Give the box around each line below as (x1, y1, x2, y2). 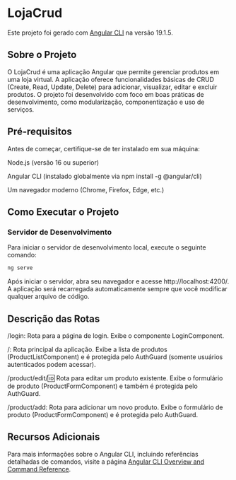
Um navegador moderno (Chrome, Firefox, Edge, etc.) (7, 185, 165, 194)
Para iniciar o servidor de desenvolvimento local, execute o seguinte (7, 243, 206, 252)
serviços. (7, 105, 35, 114)
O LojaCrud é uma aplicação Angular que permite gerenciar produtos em (7, 67, 220, 76)
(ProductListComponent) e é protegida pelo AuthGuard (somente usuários (7, 352, 223, 361)
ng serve (7, 264, 33, 271)
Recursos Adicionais (7, 431, 100, 443)
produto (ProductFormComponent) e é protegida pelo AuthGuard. (7, 410, 199, 418)
